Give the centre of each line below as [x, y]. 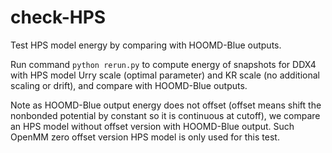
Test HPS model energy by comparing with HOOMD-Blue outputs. [146, 45]
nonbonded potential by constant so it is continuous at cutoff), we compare [165, 115]
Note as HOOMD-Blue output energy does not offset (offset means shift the [166, 105]
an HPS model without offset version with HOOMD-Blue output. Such [152, 126]
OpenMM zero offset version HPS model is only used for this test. [145, 137]
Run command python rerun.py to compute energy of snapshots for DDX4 [163, 64]
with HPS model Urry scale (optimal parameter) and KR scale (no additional [165, 75]
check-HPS [58, 17]
